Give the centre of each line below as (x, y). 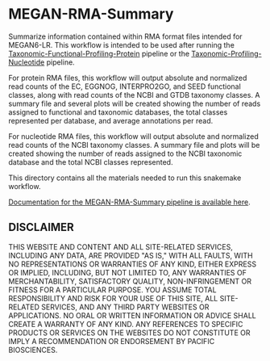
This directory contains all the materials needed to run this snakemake (125, 178)
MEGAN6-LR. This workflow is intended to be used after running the (122, 44)
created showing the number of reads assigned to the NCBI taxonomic (125, 153)
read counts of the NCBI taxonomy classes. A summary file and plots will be (134, 145)
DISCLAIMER (41, 227)
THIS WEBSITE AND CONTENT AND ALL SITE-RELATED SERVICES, (121, 246)
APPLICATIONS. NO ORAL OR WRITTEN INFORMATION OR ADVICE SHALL (132, 315)
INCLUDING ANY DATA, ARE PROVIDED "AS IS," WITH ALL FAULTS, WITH (131, 255)
